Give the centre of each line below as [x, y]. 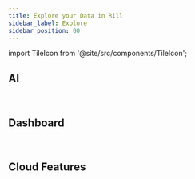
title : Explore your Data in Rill [66, 16]
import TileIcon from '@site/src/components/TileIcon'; [98, 54]
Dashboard [36, 123]
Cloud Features [47, 167]
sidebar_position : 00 [44, 30]
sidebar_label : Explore [48, 23]
